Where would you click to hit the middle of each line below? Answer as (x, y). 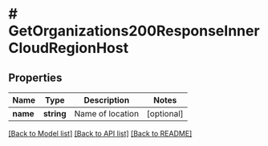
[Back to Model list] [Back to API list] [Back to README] (100, 134)
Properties (35, 77)
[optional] (165, 114)
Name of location (106, 114)
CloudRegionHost (69, 48)
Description (107, 100)
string (55, 114)
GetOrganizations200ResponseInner (134, 31)
